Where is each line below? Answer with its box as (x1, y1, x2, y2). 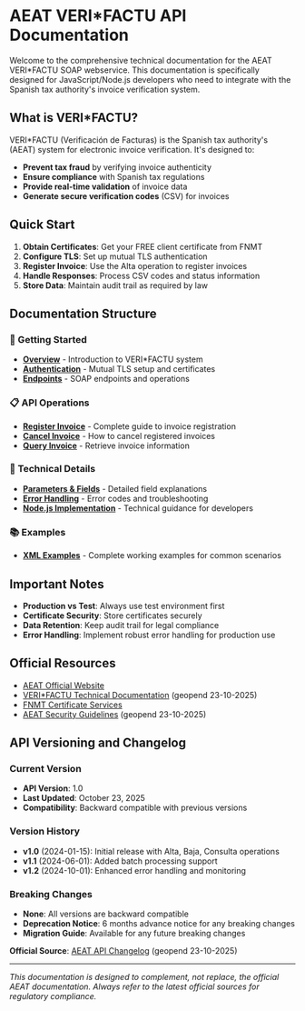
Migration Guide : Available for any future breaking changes (22, 928, 246, 939)
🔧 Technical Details (9, 463, 96, 475)
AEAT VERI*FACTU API (9, 5, 187, 26)
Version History (9, 825, 80, 837)
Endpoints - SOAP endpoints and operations (22, 374, 191, 385)
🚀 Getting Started (9, 333, 88, 345)
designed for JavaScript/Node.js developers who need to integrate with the (9, 74, 291, 85)
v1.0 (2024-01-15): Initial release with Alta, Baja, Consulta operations (22, 846, 280, 856)
